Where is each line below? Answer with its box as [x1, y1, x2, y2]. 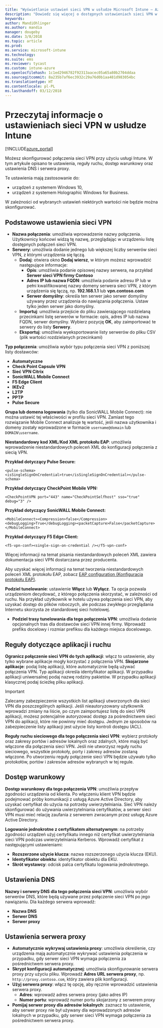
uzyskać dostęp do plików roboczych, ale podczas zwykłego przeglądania [5, 602, 154, 607]
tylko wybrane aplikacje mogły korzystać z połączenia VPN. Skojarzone [5, 658, 149, 664]
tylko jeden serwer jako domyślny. [26, 303, 95, 309]
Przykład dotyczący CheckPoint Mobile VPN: [5, 485, 98, 491]
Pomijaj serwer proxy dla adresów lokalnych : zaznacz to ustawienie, [12, 1002, 151, 1008]
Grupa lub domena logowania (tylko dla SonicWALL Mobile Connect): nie [5, 409, 152, 415]
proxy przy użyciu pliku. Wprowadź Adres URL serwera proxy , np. [12, 971, 145, 977]
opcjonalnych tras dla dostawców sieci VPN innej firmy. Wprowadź [12, 621, 146, 627]
